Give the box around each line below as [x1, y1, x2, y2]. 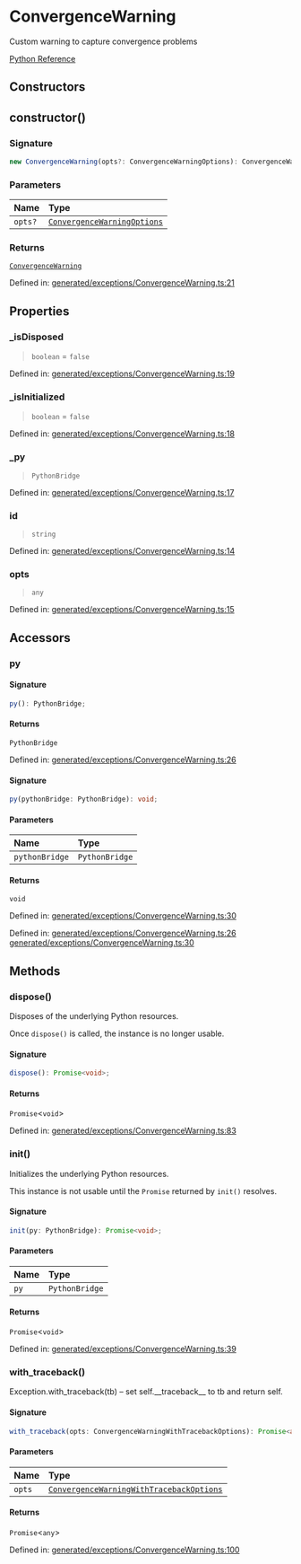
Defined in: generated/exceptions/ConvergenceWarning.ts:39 [9, 1344, 237, 1355]
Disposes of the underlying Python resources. [9, 1011, 179, 1022]
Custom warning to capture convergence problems [9, 36, 198, 47]
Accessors [9, 630, 72, 646]
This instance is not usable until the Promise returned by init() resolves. [9, 1185, 278, 1196]
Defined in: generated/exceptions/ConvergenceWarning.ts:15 [9, 604, 235, 615]
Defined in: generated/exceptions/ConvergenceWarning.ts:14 [9, 546, 236, 557]
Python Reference [9, 53, 76, 64]
